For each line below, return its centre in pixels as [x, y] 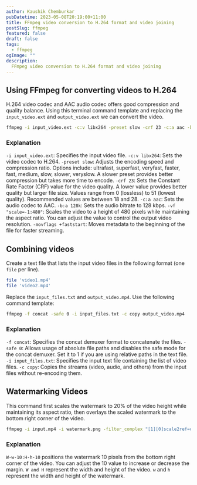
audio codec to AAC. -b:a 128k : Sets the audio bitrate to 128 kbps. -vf [91, 205]
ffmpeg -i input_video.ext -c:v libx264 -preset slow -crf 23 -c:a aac [95, 128]
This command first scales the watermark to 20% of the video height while [96, 406]
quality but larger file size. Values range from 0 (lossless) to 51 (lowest [91, 193]
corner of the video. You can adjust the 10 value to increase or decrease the [98, 463]
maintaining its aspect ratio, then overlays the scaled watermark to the [91, 412]
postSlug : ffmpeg [27, 28]
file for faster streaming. [35, 231]
